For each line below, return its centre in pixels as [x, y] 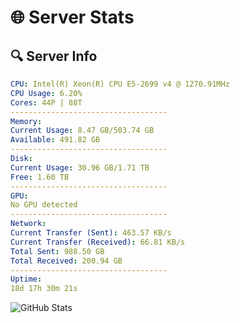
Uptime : [26, 279]
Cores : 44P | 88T [46, 102]
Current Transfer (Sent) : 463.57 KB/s [91, 233]
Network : [28, 224]
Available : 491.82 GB [55, 140]
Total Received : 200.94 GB [66, 261]
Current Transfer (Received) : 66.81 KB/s [98, 242]
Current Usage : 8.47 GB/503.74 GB [82, 131]
